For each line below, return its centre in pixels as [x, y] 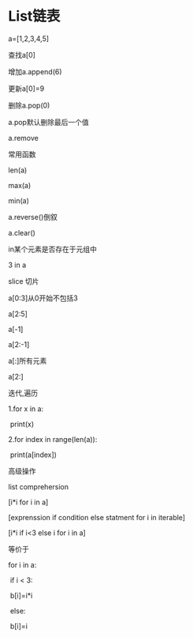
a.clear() [22, 232]
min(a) [19, 200]
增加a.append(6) [35, 71]
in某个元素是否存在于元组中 [52, 249]
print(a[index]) [33, 455]
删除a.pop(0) [29, 105]
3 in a [17, 265]
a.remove [24, 138]
